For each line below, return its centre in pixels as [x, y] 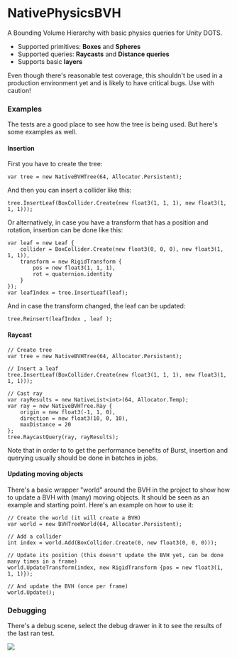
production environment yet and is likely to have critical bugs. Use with [111, 82]
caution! [19, 90]
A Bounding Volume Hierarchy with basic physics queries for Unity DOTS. [115, 33]
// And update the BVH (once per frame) [68, 586]
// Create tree [30, 350]
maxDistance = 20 [46, 424]
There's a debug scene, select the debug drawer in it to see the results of [115, 626]
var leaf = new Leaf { [41, 243]
